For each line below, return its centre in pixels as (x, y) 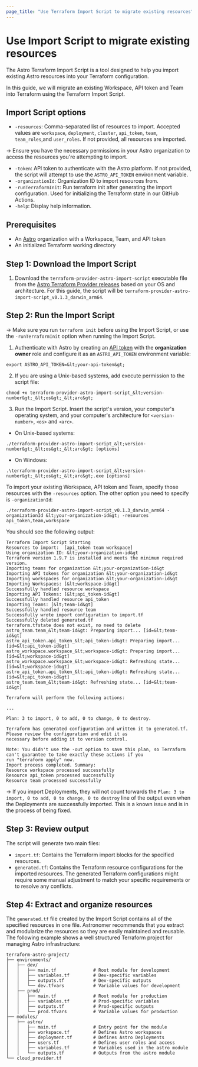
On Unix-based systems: (45, 433)
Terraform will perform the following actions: (66, 698)
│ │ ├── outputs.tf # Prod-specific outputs (80, 1007)
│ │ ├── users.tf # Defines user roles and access (91, 1043)
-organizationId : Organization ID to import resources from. (87, 181)
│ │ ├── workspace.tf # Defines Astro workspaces (84, 1033)
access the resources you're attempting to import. (67, 157)
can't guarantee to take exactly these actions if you (75, 755)
